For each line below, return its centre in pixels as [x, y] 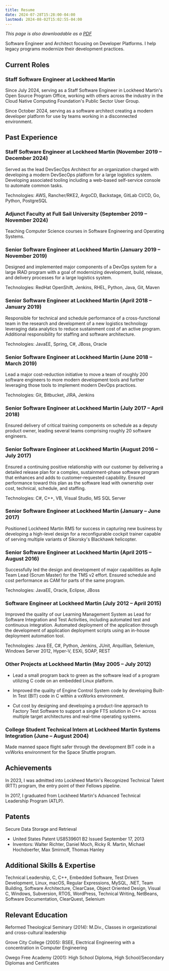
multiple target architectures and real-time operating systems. [77, 716]
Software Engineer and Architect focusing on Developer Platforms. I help [81, 44]
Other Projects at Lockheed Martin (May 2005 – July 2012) [78, 664]
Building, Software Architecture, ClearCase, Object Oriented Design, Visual [83, 888]
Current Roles [27, 65]
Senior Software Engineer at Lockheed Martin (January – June [83, 511]
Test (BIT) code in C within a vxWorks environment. [71, 696]
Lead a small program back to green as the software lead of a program [86, 675]
